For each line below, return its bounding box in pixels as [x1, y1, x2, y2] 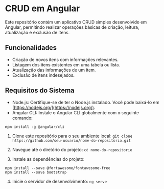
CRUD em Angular [5, 3, 80, 14]
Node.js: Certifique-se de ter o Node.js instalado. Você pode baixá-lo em [12, 99, 160, 105]
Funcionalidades [5, 43, 57, 52]
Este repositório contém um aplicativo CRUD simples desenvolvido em [5, 19, 147, 25]
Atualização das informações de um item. [12, 67, 96, 73]
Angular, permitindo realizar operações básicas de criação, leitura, [5, 24, 140, 30]
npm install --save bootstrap [5, 169, 67, 175]
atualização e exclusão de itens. [5, 29, 70, 35]
